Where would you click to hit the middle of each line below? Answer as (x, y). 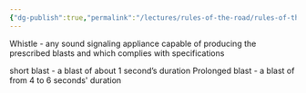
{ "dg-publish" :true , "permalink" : (73, 18)
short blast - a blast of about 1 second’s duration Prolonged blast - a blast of (152, 70)
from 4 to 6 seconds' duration (66, 80)
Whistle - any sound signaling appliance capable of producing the (133, 43)
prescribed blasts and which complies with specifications (117, 53)
